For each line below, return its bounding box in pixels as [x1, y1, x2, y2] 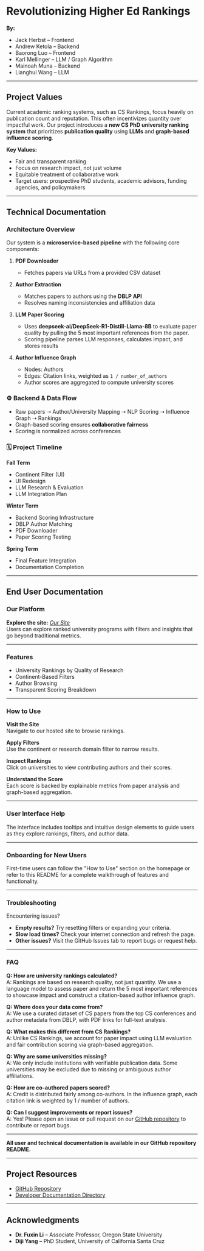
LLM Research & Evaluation [15, 484, 84, 491]
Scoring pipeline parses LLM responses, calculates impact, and [24, 336, 183, 343]
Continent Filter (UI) [15, 471, 65, 478]
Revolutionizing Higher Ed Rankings [6, 4, 191, 18]
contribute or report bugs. [6, 1121, 72, 1129]
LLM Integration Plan [15, 491, 67, 498]
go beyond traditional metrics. [6, 632, 81, 639]
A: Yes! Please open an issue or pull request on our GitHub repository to [6, 1115, 186, 1122]
